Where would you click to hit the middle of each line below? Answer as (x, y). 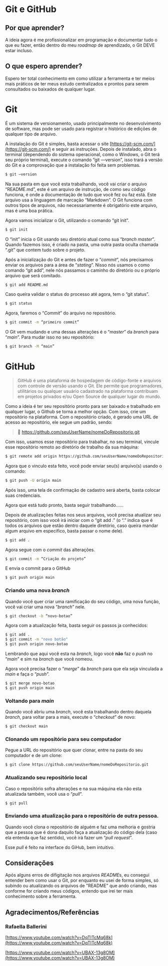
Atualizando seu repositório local (46, 778)
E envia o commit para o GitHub (38, 568)
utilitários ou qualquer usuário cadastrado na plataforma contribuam (88, 391)
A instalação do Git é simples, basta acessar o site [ (58, 144)
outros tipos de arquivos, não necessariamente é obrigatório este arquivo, (81, 205)
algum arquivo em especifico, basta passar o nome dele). (64, 530)
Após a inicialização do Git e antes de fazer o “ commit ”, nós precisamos (79, 259)
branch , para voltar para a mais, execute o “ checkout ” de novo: (70, 717)
